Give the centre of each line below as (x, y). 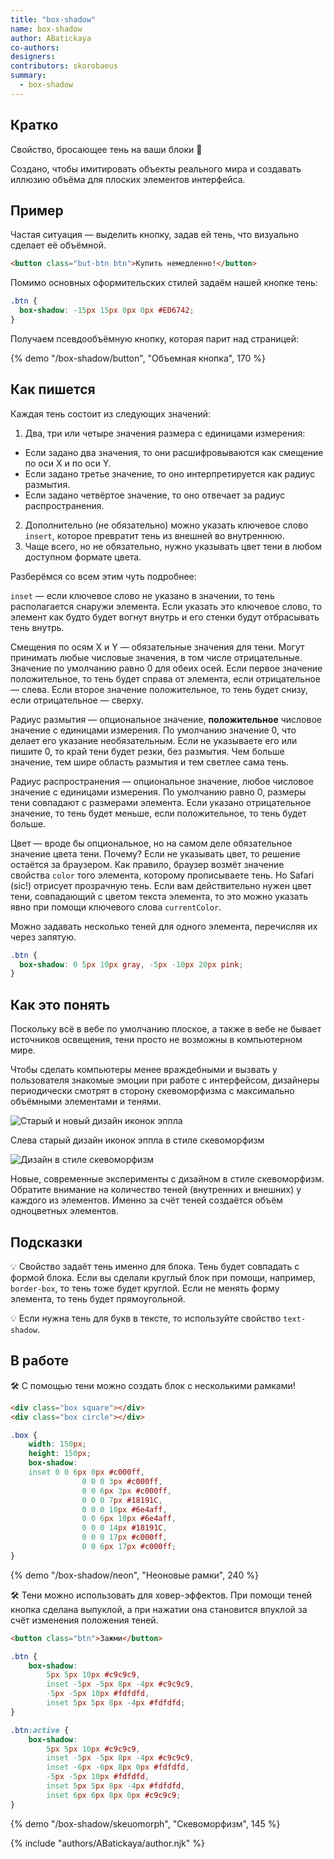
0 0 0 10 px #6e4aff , (124, 1509)
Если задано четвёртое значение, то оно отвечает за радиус (155, 495)
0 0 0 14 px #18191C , (124, 1528)
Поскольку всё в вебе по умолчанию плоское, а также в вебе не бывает (166, 1029)
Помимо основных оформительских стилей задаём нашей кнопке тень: (164, 283)
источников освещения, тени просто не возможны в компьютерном (156, 1040)
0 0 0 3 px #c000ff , (122, 1481)
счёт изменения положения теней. (84, 1620)
